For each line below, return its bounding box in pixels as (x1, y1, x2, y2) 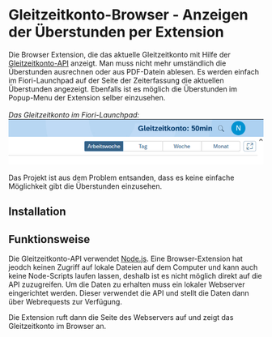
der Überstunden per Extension (8, 23, 224, 41)
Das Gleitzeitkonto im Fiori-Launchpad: (8, 109, 140, 119)
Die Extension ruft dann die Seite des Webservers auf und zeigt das (8, 313, 234, 322)
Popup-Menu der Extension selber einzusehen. (8, 92, 166, 102)
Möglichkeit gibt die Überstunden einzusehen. (8, 181, 163, 191)
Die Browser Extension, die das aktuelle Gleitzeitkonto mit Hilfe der (8, 49, 231, 59)
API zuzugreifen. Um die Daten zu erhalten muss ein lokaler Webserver (8, 279, 245, 289)
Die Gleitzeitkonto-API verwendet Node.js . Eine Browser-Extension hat (8, 254, 243, 264)
